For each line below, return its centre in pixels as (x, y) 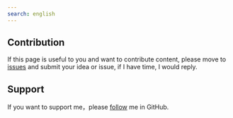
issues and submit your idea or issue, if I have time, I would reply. (102, 67)
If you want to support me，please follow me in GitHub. (88, 107)
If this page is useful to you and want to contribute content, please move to (117, 59)
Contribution (36, 43)
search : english (31, 14)
